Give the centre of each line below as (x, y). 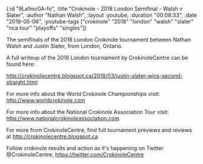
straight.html (22, 82)
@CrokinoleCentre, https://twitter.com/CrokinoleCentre (75, 154)
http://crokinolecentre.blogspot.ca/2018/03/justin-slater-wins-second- (95, 76)
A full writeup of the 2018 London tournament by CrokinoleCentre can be (97, 58)
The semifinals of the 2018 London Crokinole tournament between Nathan (99, 39)
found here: (21, 64)
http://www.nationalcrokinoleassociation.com (63, 118)
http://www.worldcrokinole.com (46, 100)
